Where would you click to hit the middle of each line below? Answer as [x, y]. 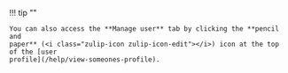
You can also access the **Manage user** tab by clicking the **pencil [144, 29]
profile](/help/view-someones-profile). [85, 60]
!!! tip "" [23, 13]
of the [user [33, 52]
